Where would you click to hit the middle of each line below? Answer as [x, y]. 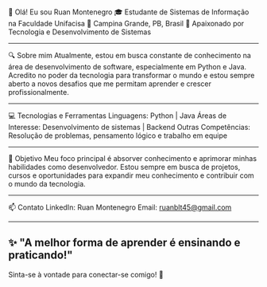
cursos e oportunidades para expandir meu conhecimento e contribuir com [131, 175]
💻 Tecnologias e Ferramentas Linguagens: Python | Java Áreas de [118, 116]
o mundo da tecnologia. [47, 184]
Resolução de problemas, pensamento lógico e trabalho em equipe [118, 136]
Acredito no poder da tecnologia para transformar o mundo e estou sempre [132, 75]
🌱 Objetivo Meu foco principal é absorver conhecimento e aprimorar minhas [132, 158]
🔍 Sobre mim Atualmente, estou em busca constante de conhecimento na [130, 55]
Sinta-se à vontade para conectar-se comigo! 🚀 [86, 274]
